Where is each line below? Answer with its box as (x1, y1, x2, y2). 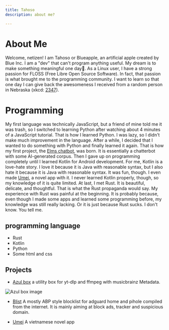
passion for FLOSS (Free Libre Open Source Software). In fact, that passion (5, 71, 161, 77)
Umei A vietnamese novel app (12, 319, 75, 325)
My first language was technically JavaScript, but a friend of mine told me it (5, 121, 162, 127)
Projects (5, 266, 32, 274)
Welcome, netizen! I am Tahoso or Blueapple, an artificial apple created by (5, 55, 159, 61)
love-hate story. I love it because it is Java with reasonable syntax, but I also (5, 164, 163, 170)
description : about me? (5, 12, 55, 17)
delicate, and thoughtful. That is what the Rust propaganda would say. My (5, 185, 158, 191)
